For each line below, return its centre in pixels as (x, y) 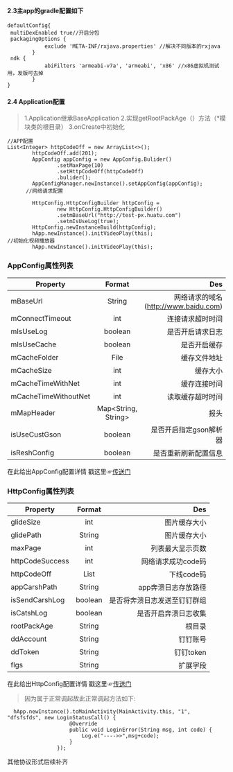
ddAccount (29, 639)
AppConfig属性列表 (41, 265)
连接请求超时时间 (195, 319)
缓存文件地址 (202, 358)
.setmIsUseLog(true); (88, 222)
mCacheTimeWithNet (45, 383)
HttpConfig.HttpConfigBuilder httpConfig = (96, 203)
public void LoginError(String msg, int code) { (141, 730)
